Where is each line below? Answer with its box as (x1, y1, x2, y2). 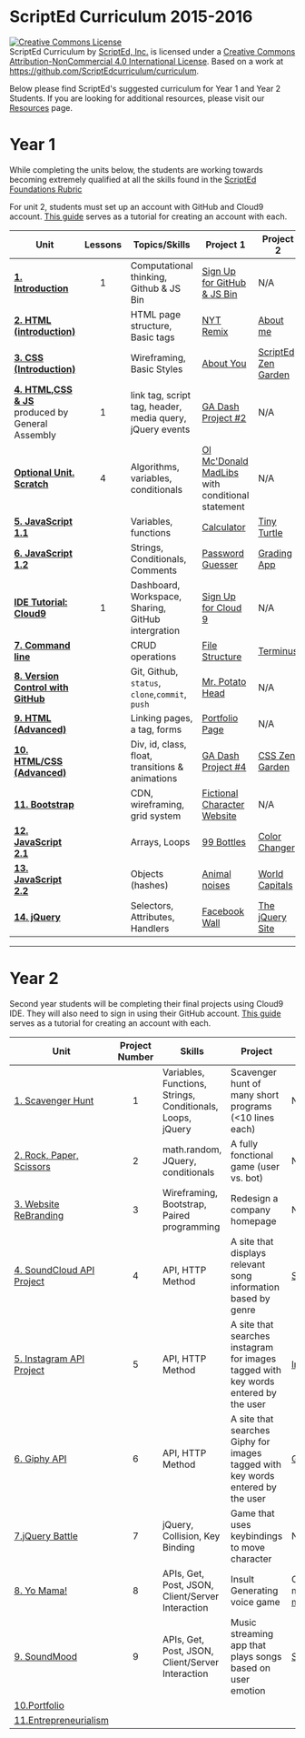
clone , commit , (130, 688, 188, 700)
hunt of (230, 1077, 261, 1090)
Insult (230, 1572, 254, 1585)
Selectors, (130, 899, 174, 911)
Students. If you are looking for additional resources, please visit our (9, 93, 265, 104)
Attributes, (130, 910, 175, 923)
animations (130, 771, 178, 784)
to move (230, 1541, 266, 1553)
